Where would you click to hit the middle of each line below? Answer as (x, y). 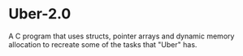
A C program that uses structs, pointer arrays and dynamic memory (121, 36)
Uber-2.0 (40, 14)
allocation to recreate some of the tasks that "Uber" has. (103, 44)
